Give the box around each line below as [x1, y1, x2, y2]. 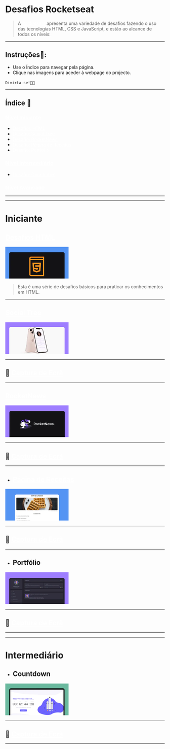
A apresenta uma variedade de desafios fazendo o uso [17, 20, 157, 26]
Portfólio [12, 558, 41, 567]
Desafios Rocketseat [5, 4, 95, 15]
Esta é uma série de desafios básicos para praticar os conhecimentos [17, 284, 163, 290]
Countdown [12, 670, 51, 678]
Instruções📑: [5, 51, 47, 59]
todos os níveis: [17, 31, 51, 37]
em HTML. [17, 289, 40, 295]
